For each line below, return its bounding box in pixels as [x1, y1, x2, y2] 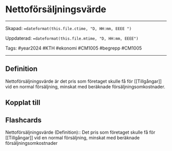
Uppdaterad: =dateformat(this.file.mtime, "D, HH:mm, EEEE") [5, 35, 139, 41]
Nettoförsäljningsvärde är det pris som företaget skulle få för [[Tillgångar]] [5, 78, 162, 84]
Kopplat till [5, 98, 40, 107]
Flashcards [5, 116, 42, 124]
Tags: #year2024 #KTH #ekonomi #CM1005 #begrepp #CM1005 [5, 45, 142, 51]
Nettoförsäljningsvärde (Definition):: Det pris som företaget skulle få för [5, 129, 156, 135]
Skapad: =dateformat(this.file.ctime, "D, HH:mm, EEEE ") [5, 25, 132, 31]
